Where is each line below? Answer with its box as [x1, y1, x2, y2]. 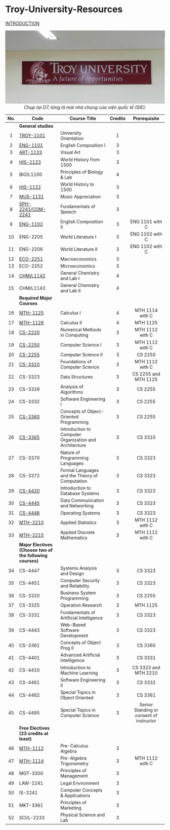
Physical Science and [60, 812, 105, 818]
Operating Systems [60, 510, 100, 516]
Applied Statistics [60, 519, 97, 525]
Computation [60, 478, 88, 484]
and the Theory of [60, 472, 98, 478]
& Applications [60, 792, 91, 799]
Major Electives [19, 542, 53, 548]
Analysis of [60, 384, 83, 390]
